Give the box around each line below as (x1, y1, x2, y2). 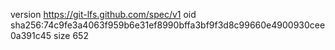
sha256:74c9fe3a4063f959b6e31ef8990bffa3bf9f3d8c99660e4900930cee (10, 19, 326, 31)
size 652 (53, 30, 89, 41)
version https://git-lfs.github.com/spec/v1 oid (10, 9, 197, 20)
